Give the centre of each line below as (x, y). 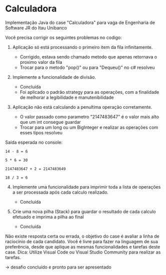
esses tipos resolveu (41, 132)
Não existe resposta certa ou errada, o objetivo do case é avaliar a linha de (82, 236)
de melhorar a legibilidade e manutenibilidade (67, 97)
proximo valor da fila (41, 62)
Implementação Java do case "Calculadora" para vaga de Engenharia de (80, 22)
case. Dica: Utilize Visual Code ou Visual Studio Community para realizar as (83, 252)
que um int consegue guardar (50, 122)
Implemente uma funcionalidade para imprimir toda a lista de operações (86, 187)
